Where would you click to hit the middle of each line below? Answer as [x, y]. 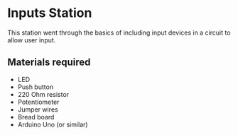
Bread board [36, 117]
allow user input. [32, 40]
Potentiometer [38, 102]
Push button [36, 87]
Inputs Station [50, 13]
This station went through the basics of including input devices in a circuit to [119, 33]
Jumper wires [38, 109]
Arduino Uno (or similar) [53, 124]
